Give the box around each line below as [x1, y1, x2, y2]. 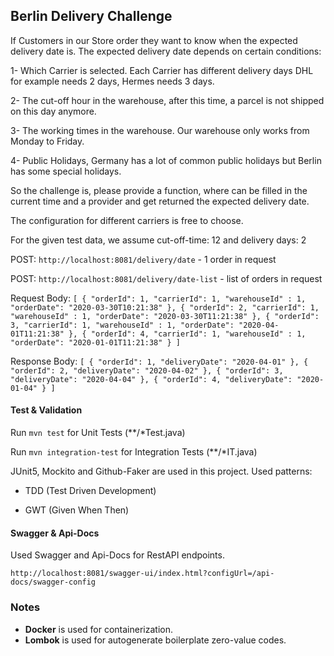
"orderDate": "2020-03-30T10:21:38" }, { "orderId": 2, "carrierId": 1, [10, 302, 320, 313]
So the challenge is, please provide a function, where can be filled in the [10, 184, 308, 196]
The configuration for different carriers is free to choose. [10, 214, 244, 226]
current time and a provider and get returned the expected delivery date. [10, 195, 310, 207]
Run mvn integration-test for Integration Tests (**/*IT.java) [10, 446, 258, 458]
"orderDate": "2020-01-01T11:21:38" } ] [10, 337, 182, 348]
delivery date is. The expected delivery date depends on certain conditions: [10, 45, 322, 57]
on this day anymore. [10, 105, 97, 117]
